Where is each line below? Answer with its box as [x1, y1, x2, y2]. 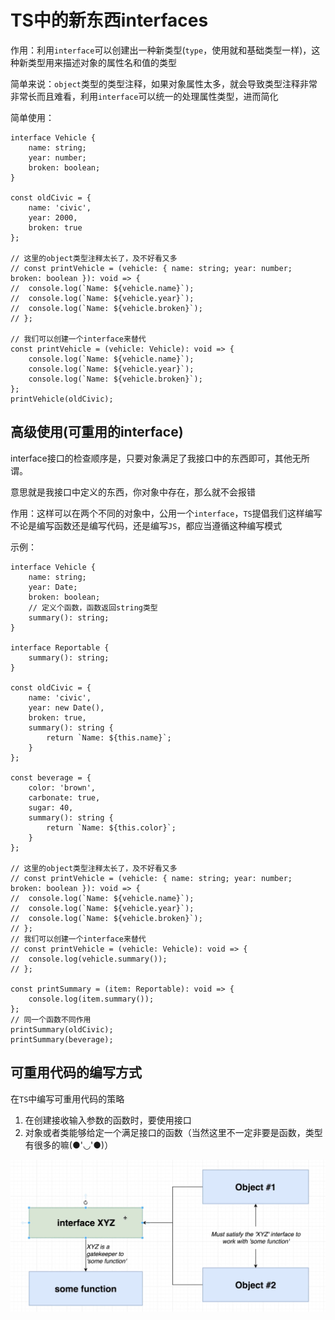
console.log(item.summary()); [28, 994, 155, 1004]
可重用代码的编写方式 [10, 1064, 142, 1081]
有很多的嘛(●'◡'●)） [24, 1139, 114, 1151]
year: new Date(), [28, 702, 105, 713]
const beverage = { [10, 772, 92, 783]
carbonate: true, [28, 792, 101, 803]
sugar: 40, [28, 802, 74, 813]
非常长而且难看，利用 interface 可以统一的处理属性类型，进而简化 [10, 90, 279, 102]
